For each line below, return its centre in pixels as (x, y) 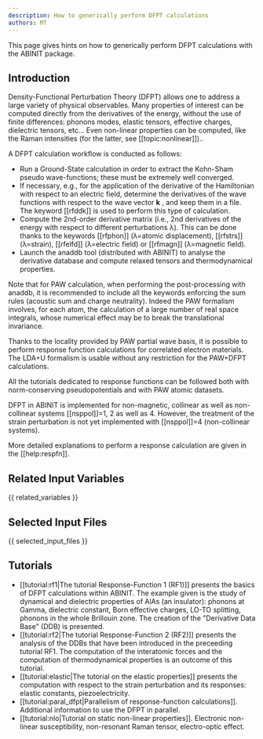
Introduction (39, 78)
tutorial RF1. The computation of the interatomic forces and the (121, 651)
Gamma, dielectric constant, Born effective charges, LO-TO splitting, (130, 609)
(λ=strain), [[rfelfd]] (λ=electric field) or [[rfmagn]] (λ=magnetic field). (133, 244)
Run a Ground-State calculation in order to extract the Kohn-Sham (126, 169)
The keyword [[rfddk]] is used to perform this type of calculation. (124, 211)
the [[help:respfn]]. (39, 454)
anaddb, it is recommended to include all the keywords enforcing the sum (127, 293)
